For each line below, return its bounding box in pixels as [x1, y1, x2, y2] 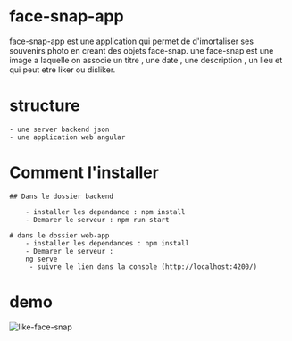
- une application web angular [9, 132, 126, 142]
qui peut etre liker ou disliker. [9, 64, 116, 75]
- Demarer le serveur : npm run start [25, 215, 170, 224]
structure [9, 96, 80, 116]
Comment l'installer [9, 162, 159, 183]
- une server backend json [9, 125, 110, 134]
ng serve [25, 254, 58, 263]
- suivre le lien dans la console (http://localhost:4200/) [29, 262, 257, 271]
